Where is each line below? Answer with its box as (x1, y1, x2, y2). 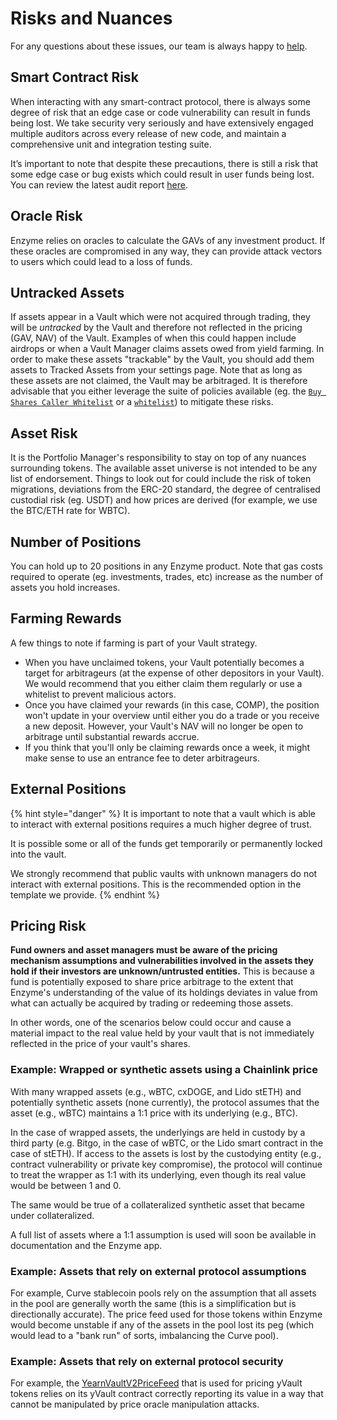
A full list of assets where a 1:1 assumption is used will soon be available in (10, 1228, 317, 1241)
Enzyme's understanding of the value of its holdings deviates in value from (10, 987, 318, 999)
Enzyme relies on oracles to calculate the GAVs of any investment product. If (10, 234, 326, 246)
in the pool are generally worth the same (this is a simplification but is (10, 1298, 297, 1310)
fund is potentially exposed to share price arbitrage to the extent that (10, 976, 294, 988)
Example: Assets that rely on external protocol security (10, 1354, 284, 1368)
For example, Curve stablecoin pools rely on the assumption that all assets (10, 1287, 317, 1299)
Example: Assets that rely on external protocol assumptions (10, 1264, 307, 1278)
